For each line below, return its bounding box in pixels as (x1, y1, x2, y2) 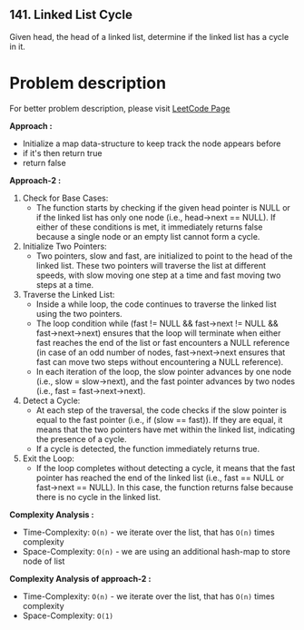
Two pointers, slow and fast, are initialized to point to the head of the (35, 250, 293, 261)
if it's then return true (22, 147, 103, 158)
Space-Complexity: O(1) (22, 610, 114, 621)
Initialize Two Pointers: (22, 241, 107, 251)
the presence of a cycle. (35, 433, 127, 444)
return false (22, 157, 66, 168)
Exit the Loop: (22, 453, 75, 464)
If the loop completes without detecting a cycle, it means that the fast (35, 462, 296, 473)
